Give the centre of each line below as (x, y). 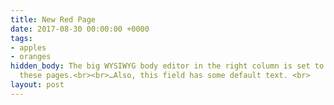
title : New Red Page (53, 19)
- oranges (31, 57)
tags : (21, 38)
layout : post (37, 85)
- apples (28, 47)
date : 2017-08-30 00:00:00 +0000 (80, 29)
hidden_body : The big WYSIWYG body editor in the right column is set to (167, 66)
